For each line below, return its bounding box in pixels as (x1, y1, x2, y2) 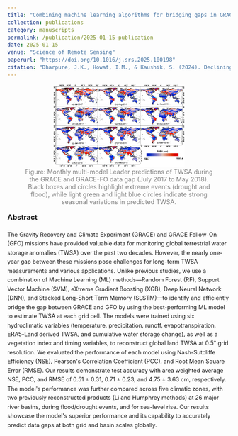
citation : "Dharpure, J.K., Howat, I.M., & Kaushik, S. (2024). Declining (7, 64, 233, 71)
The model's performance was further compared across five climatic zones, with (7, 385, 223, 393)
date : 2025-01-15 (7, 41, 59, 49)
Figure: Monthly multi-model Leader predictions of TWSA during (25, 167, 213, 177)
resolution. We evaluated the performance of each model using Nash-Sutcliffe (7, 348, 216, 356)
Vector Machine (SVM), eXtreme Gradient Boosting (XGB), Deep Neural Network (7, 285, 222, 293)
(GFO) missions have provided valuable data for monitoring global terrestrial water (7, 240, 227, 247)
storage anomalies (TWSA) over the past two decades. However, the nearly (7, 249, 209, 257)
